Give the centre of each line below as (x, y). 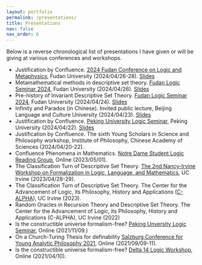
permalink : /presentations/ (42, 18)
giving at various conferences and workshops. (64, 58)
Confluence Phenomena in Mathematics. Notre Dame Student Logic (99, 153)
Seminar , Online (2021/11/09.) (51, 231)
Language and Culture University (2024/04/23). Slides (83, 115)
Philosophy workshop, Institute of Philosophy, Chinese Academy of (99, 140)
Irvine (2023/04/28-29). (45, 179)
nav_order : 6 (23, 34)
